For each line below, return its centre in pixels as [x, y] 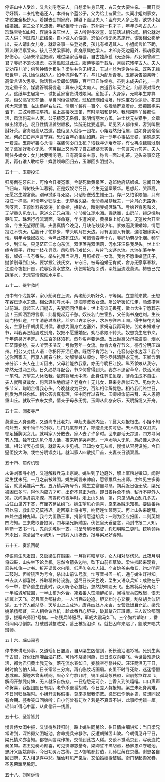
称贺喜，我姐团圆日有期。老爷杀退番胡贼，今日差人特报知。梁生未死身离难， [82, 688]
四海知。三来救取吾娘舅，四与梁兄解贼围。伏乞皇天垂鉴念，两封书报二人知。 [82, 522]
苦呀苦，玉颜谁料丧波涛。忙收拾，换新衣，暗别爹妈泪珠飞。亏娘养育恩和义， [82, 207]
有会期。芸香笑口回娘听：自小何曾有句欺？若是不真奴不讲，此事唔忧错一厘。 [82, 700]
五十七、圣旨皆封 [22, 717]
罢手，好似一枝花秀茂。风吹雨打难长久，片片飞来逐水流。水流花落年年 [84, 250]
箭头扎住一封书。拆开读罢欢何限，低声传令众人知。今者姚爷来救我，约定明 [80, 568]
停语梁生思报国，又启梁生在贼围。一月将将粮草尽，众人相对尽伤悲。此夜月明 [82, 556]
